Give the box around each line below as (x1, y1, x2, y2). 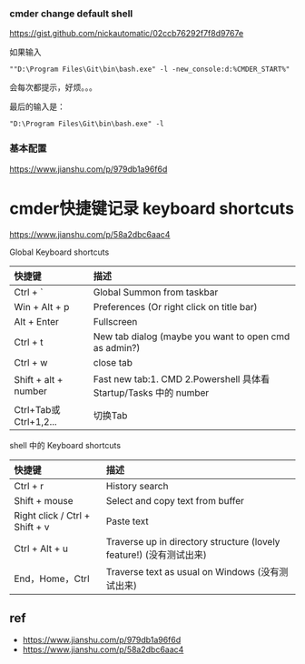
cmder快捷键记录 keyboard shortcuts (9, 198, 295, 218)
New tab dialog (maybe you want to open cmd (93, 330, 290, 343)
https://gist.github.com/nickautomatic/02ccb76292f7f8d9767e (9, 28, 244, 39)
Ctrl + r (14, 479, 44, 492)
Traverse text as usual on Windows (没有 (105, 565, 280, 578)
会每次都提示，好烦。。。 (9, 82, 97, 93)
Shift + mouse (14, 494, 74, 507)
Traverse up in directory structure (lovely (105, 535, 280, 548)
